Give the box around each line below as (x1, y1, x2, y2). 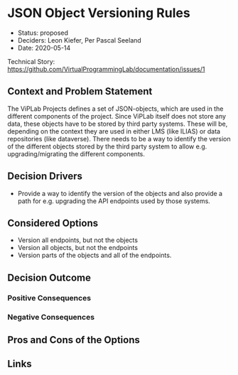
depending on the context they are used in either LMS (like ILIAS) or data (7, 126, 221, 136)
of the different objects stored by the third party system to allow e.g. (7, 142, 207, 151)
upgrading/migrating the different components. (7, 149, 146, 158)
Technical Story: (7, 57, 55, 65)
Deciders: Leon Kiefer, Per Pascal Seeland (17, 36, 142, 44)
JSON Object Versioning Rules (7, 5, 190, 21)
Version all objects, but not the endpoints (17, 244, 139, 252)
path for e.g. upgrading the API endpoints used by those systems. (17, 197, 211, 205)
